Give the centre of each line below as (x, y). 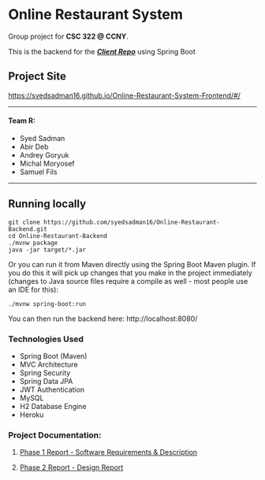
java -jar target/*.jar (47, 250)
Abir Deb (34, 147)
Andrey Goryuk (44, 154)
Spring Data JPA (46, 381)
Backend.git (28, 229)
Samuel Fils (38, 172)
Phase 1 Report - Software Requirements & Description (108, 452)
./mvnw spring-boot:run (47, 304)
